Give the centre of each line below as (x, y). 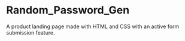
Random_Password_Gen (68, 10)
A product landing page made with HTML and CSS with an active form (93, 26)
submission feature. (31, 32)
